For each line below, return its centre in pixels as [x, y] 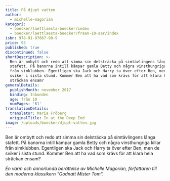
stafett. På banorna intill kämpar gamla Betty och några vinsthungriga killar [83, 143]
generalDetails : [22, 85]
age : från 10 [24, 99]
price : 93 [16, 43]
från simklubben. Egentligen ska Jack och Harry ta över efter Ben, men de [82, 148]
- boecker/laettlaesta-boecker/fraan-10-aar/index [64, 33]
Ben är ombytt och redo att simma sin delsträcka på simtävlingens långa [80, 137]
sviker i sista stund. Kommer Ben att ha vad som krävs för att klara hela [79, 153]
